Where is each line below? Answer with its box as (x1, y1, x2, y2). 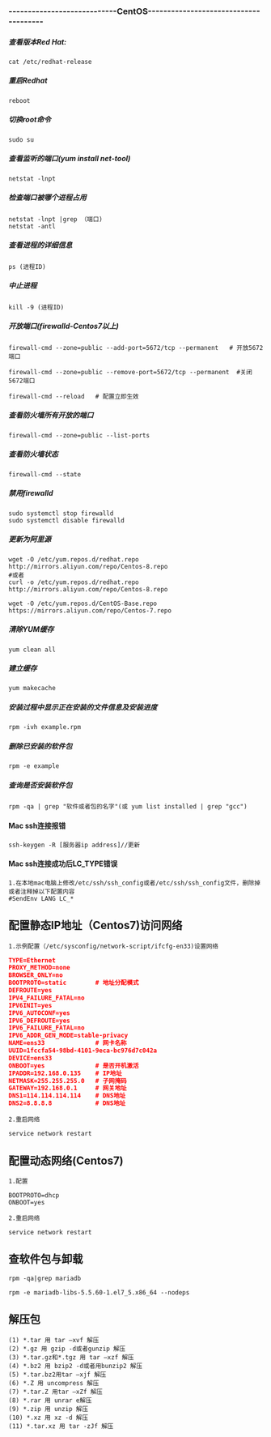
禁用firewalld (8, 488, 54, 498)
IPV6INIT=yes (8, 1001, 53, 1009)
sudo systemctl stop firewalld (8, 509, 114, 518)
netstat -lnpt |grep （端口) (8, 215, 104, 224)
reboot (8, 96, 31, 104)
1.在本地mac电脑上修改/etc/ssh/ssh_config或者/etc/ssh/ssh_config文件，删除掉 (8, 879, 261, 887)
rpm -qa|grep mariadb (8, 1274, 82, 1282)
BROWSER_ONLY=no (8, 971, 63, 979)
